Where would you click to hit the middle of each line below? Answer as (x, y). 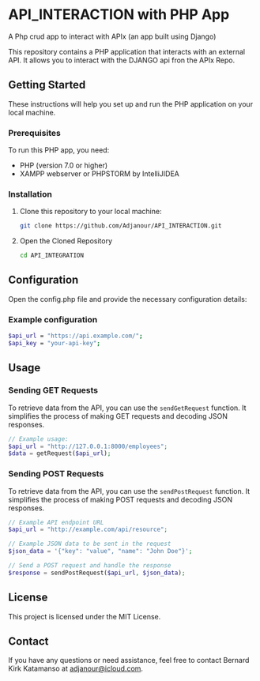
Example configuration (53, 319)
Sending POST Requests (56, 474)
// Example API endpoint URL (56, 522)
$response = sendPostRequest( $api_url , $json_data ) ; (97, 573)
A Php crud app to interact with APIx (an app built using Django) (112, 36)
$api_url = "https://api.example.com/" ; (76, 336)
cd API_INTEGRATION (52, 256)
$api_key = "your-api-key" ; (55, 344)
